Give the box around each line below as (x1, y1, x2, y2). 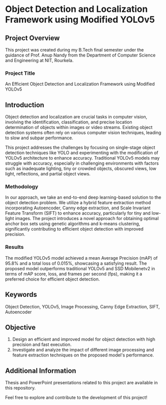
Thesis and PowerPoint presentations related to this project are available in (5, 380, 158, 386)
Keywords (5, 290, 37, 299)
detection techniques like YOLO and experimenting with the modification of (5, 150, 159, 156)
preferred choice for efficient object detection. (5, 276, 100, 282)
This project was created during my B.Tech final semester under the (5, 47, 144, 53)
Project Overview (5, 34, 60, 42)
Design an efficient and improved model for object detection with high (12, 336, 155, 343)
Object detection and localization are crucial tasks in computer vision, (5, 114, 148, 120)
